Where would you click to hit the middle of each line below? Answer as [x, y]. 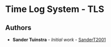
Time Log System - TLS [55, 9]
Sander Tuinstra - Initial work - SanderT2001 [59, 39]
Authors [18, 28]
